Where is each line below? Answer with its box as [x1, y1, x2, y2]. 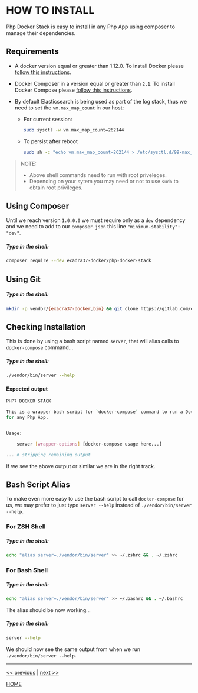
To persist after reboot [23, 137, 78, 145]
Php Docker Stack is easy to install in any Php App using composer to [6, 23, 176, 30]
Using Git [6, 274, 41, 284]
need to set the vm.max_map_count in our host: [14, 104, 124, 111]
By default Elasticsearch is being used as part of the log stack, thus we [14, 98, 187, 105]
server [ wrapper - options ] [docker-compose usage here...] [16, 441, 162, 447]
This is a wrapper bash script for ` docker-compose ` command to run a [6, 409, 183, 415]
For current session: [23, 115, 72, 123]
